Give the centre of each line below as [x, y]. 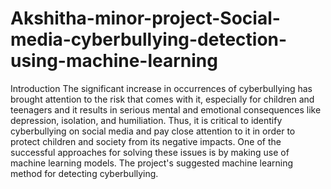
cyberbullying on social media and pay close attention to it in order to [153, 131]
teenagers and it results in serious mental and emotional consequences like [166, 109]
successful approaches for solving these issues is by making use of [150, 152]
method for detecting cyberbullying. [84, 173]
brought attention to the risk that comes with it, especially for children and [162, 99]
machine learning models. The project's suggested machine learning [152, 163]
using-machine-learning [114, 61]
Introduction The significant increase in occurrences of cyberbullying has [161, 88]
